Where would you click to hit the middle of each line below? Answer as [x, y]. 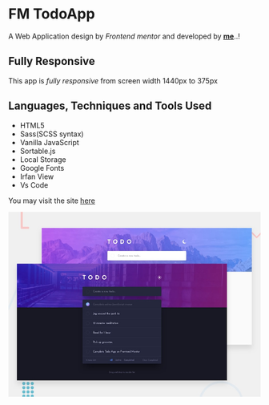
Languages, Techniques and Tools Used [110, 106]
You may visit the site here [52, 200]
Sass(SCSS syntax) [52, 134]
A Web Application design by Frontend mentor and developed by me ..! [124, 36]
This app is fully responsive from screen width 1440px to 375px [113, 80]
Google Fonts [42, 168]
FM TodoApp [52, 14]
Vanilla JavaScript [50, 142]
